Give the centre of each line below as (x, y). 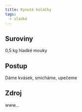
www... (12, 105)
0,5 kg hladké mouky (26, 51)
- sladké (18, 19)
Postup (16, 66)
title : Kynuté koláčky (28, 10)
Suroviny (19, 39)
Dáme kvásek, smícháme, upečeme (41, 78)
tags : (11, 14)
